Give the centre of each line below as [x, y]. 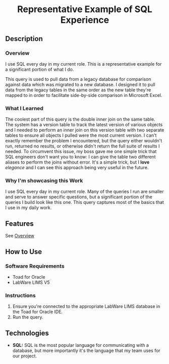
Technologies [27, 333]
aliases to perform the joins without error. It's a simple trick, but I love [77, 162]
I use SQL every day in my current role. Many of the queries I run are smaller [84, 192]
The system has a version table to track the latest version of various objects [84, 125]
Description [24, 39]
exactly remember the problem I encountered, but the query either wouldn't [84, 141]
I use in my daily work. [29, 207]
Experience [85, 20]
